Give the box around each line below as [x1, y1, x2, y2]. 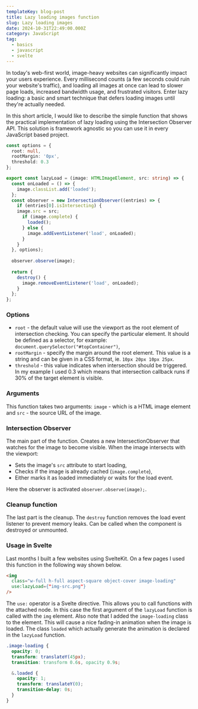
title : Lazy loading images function [6, 14, 100, 20]
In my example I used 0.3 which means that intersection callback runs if [14, 368, 190, 376]
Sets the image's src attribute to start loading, [14, 462, 127, 469]
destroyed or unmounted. [6, 526, 68, 534]
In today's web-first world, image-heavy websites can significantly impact [6, 69, 187, 76]
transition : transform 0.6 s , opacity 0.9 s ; [11, 659, 120, 665]
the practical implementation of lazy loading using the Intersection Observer [6, 118, 192, 125]
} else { [21, 225, 44, 231]
